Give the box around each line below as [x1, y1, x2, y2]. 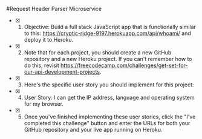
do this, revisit [24, 62, 59, 69]
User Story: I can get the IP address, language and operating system [24, 94, 195, 101]
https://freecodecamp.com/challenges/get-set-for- [60, 62, 189, 69]
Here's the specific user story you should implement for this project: [24, 81, 194, 88]
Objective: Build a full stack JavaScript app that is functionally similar [24, 24, 197, 30]
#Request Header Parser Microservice [6, 5, 102, 12]
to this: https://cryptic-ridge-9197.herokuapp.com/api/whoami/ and [24, 30, 192, 37]
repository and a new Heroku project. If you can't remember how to [24, 56, 192, 62]
